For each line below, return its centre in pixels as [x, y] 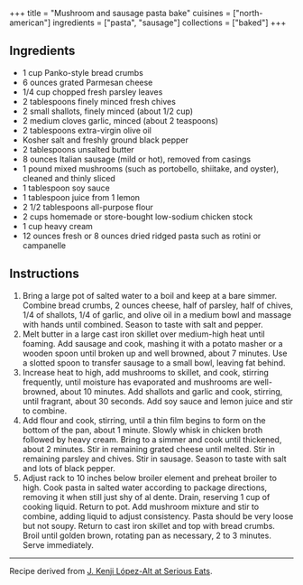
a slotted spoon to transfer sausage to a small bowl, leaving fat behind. [154, 362]
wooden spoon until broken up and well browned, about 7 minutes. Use [155, 353]
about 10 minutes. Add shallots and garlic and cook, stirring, [171, 391]
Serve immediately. [58, 544]
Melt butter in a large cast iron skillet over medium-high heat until [143, 334]
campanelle [44, 245]
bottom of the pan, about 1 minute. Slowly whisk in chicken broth [142, 430]
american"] [30, 23]
